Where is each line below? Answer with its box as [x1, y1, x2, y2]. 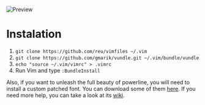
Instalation [6, 27, 62, 41]
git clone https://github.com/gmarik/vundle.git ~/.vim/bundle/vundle [15, 55, 199, 61]
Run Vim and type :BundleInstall [15, 67, 100, 74]
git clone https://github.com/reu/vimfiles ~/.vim [15, 48, 147, 54]
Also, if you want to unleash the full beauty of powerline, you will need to [6, 78, 190, 85]
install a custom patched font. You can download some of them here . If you [6, 85, 196, 92]
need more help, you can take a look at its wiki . [6, 92, 125, 99]
